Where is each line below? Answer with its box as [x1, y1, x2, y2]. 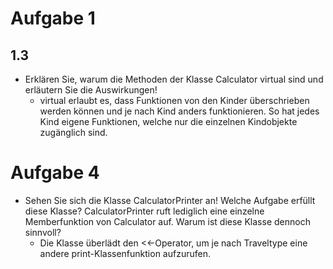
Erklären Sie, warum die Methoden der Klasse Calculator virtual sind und [24, 73, 324, 85]
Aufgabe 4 [10, 162, 100, 184]
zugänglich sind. [39, 127, 108, 138]
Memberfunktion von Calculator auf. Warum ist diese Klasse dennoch [24, 215, 311, 227]
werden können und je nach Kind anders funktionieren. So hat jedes [39, 105, 320, 117]
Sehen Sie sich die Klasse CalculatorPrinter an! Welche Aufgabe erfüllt [24, 194, 316, 206]
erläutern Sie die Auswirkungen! [24, 84, 158, 96]
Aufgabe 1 [10, 7, 96, 30]
